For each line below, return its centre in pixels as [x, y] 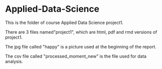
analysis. [14, 61]
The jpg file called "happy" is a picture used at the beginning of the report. [81, 46]
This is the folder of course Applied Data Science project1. [64, 23]
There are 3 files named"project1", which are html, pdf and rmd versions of [81, 32]
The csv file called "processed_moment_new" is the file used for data [76, 56]
